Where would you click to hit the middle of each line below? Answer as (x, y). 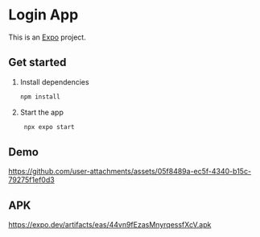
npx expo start (49, 127)
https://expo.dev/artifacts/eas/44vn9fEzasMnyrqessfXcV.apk (110, 225)
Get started (37, 62)
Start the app (42, 112)
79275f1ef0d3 (31, 180)
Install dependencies (55, 81)
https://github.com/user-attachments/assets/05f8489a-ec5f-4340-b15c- (130, 172)
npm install (40, 97)
